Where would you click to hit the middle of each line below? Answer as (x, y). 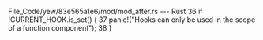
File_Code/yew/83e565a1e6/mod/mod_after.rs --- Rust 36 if (105, 11)
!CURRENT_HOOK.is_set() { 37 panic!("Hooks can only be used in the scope (132, 20)
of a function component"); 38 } (60, 28)
